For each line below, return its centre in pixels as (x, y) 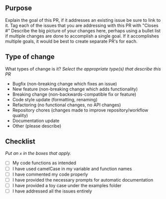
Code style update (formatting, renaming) (55, 99)
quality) (20, 115)
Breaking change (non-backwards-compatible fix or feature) (74, 94)
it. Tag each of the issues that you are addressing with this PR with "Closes (82, 25)
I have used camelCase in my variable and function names (72, 169)
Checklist (20, 142)
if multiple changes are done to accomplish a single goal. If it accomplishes (82, 36)
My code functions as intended (44, 163)
